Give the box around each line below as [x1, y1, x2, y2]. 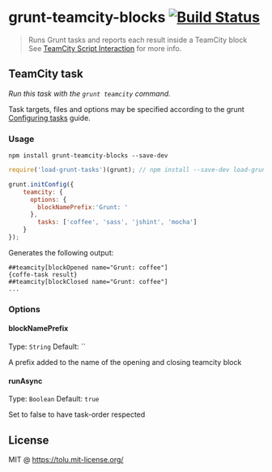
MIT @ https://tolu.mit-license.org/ [8, 455, 124, 465]
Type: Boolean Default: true [8, 394, 100, 404]
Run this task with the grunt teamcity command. [8, 88, 172, 98]
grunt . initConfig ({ [8, 180, 74, 188]
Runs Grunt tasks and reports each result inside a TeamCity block [28, 35, 248, 45]
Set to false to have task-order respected [8, 410, 146, 419]
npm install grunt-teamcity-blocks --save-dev [8, 152, 168, 160]
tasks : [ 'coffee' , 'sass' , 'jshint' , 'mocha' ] [37, 218, 198, 226]
